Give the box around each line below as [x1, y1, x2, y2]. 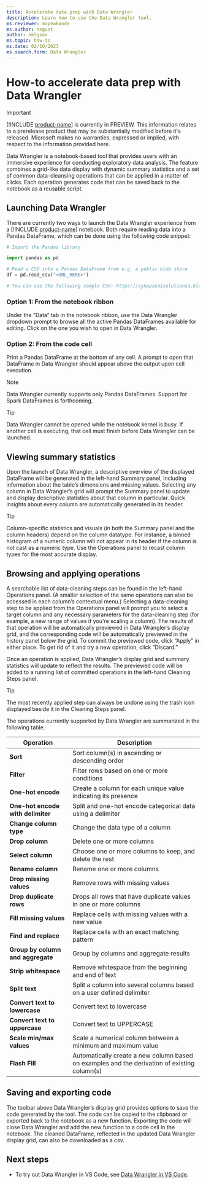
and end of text [72, 971, 116, 979]
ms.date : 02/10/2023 [6, 44, 59, 50]
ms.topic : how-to [6, 37, 51, 44]
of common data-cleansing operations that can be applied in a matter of [6, 171, 189, 179]
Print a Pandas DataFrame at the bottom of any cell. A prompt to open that [6, 354, 194, 361]
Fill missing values [9, 914, 65, 922]
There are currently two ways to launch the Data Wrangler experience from [6, 219, 196, 226]
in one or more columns [72, 900, 141, 909]
